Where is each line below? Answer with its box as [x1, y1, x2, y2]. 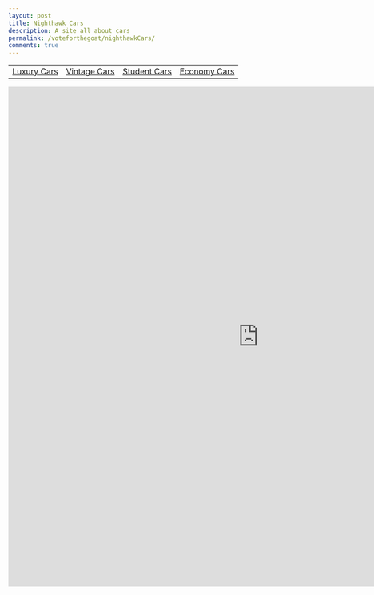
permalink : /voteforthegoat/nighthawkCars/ [8, 34, 156, 42]
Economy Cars [179, 66, 235, 77]
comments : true [8, 42, 59, 50]
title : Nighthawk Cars [8, 19, 84, 27]
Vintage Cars [66, 66, 115, 77]
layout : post [8, 11, 52, 20]
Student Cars [122, 66, 172, 77]
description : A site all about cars [8, 26, 130, 34]
